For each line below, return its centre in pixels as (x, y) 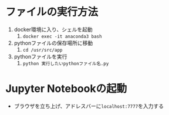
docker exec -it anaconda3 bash (62, 36)
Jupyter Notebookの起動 (66, 89)
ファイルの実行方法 (52, 12)
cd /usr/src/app (43, 50)
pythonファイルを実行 (40, 56)
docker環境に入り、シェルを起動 (53, 29)
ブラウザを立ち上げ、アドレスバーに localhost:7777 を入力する (89, 106)
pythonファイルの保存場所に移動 (53, 43)
